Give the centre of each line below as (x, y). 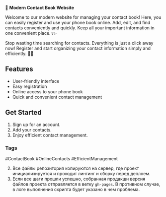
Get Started (23, 112)
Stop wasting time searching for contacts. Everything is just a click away (79, 43)
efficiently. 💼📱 (19, 54)
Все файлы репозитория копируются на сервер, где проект (76, 168)
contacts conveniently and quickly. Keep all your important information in (80, 28)
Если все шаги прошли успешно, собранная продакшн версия (79, 179)
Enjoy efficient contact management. (50, 135)
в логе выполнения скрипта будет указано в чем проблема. (76, 189)
